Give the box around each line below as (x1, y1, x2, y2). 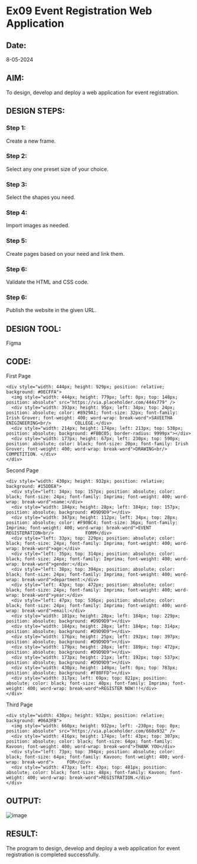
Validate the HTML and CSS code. (6, 278, 89, 285)
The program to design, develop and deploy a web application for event (6, 844, 180, 852)
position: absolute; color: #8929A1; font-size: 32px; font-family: (6, 410, 178, 416)
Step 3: (6, 180, 28, 188)
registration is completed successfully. (6, 851, 100, 858)
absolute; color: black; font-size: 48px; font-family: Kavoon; (6, 769, 168, 775)
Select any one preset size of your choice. (6, 165, 109, 172)
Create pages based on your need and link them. (6, 250, 125, 257)
